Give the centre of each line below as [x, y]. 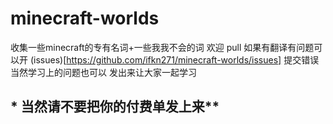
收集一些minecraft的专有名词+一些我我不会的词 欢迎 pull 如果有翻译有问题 [162, 47]
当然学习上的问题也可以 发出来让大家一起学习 [103, 72]
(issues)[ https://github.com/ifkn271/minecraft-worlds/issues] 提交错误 [174, 59]
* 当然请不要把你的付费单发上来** [115, 107]
